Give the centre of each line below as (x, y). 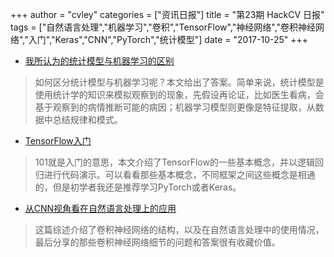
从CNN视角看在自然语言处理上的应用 (100, 208)
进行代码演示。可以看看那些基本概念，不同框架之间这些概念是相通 (179, 174)
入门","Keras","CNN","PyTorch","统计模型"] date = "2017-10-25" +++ (168, 39)
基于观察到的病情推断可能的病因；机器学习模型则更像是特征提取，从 (175, 107)
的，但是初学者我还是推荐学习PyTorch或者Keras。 (138, 187)
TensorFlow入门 (58, 141)
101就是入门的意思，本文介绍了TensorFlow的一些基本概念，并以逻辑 (174, 162)
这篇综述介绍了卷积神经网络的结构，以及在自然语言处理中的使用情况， (179, 229)
